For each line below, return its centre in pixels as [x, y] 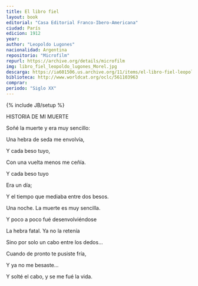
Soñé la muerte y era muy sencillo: [48, 128]
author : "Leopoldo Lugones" [41, 45]
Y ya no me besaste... [32, 265]
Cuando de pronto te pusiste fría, [46, 254]
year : [13, 39]
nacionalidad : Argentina [37, 50]
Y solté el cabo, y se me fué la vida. [49, 276]
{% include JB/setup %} [35, 105]
